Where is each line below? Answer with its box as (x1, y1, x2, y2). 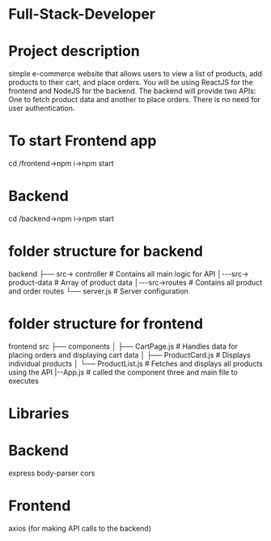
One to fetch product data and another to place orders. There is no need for (8, 95, 261, 105)
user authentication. (8, 103, 75, 114)
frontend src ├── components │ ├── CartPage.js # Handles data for (8, 341, 239, 351)
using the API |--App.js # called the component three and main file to (8, 367, 239, 377)
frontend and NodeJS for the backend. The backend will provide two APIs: (8, 86, 256, 96)
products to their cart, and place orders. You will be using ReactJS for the (8, 78, 253, 88)
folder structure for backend (8, 243, 204, 260)
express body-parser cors (8, 468, 95, 478)
